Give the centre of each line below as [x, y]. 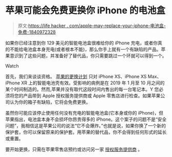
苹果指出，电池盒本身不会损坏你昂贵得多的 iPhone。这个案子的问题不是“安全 [86, 119]
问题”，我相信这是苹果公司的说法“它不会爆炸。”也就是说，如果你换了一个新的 [86, 125]
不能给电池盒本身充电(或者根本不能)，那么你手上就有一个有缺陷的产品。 [85, 49]
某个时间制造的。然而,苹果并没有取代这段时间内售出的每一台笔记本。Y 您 [82, 89]
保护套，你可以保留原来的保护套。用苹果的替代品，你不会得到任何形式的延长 [86, 132]
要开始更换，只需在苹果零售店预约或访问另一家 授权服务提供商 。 [74, 149]
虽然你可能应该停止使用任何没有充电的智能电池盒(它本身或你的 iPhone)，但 [84, 113]
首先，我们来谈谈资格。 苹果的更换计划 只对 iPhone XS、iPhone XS [76, 76]
